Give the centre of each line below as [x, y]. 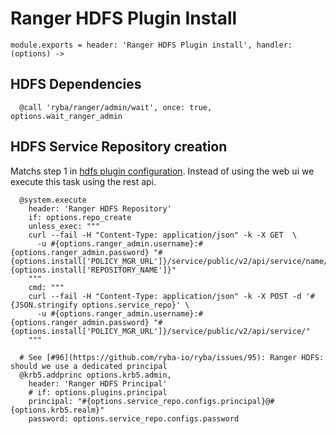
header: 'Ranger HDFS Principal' [98, 383]
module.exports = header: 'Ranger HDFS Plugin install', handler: [151, 45]
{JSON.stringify [44, 305]
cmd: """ [46, 287]
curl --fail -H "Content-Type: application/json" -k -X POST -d [165, 296]
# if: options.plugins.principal [98, 392]
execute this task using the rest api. [83, 181]
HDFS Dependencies [76, 84]
